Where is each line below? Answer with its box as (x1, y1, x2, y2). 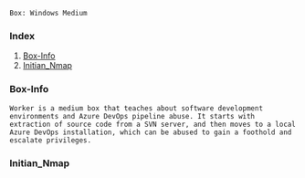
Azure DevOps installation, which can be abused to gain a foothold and (9, 128, 292, 137)
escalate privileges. (9, 135, 92, 145)
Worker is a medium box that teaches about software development (9, 103, 263, 113)
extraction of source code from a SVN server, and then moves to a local (9, 120, 297, 129)
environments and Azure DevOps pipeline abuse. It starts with (9, 111, 256, 120)
